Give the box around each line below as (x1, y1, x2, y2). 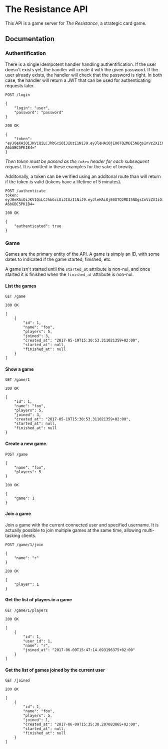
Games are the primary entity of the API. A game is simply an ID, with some (5, 251, 160, 257)
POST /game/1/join (5, 542, 43, 547)
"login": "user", (14, 105, 50, 111)
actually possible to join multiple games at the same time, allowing (5, 527, 141, 533)
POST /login (5, 92, 30, 97)
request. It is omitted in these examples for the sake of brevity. (5, 163, 134, 169)
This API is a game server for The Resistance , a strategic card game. (5, 20, 146, 26)
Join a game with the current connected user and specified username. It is (5, 521, 159, 528)
